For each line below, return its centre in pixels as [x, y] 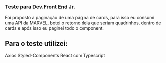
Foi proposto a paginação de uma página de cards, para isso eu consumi [80, 18]
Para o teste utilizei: [37, 44]
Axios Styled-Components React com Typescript [55, 56]
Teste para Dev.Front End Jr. [40, 7]
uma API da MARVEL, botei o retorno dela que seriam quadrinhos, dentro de [83, 23]
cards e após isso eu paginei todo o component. [55, 28]
